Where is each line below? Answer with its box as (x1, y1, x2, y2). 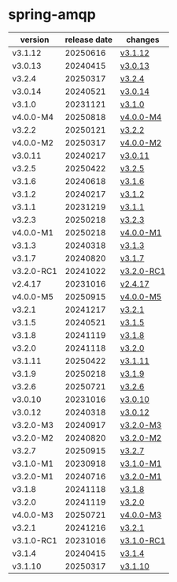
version (20, 34, 50, 45)
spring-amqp (8, 6, 96, 24)
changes (125, 34, 160, 45)
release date (65, 34, 112, 45)
